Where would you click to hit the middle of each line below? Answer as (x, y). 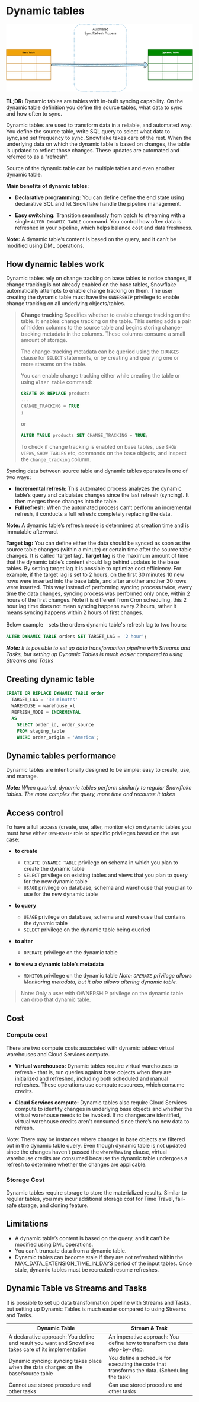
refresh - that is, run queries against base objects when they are (93, 1072)
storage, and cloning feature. (53, 1205)
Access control (35, 812)
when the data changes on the (46, 1367)
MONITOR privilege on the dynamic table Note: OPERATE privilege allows (108, 976)
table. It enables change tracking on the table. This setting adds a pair (106, 321)
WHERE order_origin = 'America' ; (58, 737)
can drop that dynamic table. (56, 999)
